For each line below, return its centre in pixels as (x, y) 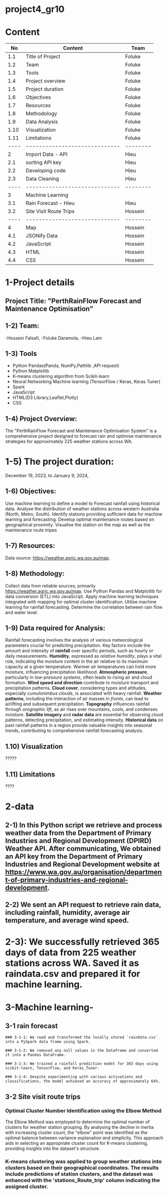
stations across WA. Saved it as (72, 963)
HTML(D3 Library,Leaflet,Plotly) (45, 397)
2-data (20, 807)
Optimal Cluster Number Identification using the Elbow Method (83, 1111)
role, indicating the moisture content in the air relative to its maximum (76, 661)
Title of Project (43, 57)
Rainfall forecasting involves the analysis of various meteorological (74, 640)
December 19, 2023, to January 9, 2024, (47, 476)
